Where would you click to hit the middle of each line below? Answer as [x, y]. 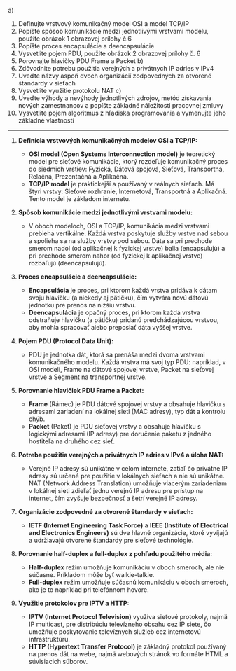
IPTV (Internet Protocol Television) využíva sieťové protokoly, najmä [128, 617]
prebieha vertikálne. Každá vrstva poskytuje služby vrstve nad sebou [128, 233]
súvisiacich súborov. [58, 662]
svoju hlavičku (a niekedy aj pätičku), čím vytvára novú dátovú [118, 298]
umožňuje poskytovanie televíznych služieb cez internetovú [115, 632]
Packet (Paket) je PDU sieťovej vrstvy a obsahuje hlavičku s [115, 426]
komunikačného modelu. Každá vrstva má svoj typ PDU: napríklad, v [127, 362]
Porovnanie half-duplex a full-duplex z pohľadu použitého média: [115, 554]
